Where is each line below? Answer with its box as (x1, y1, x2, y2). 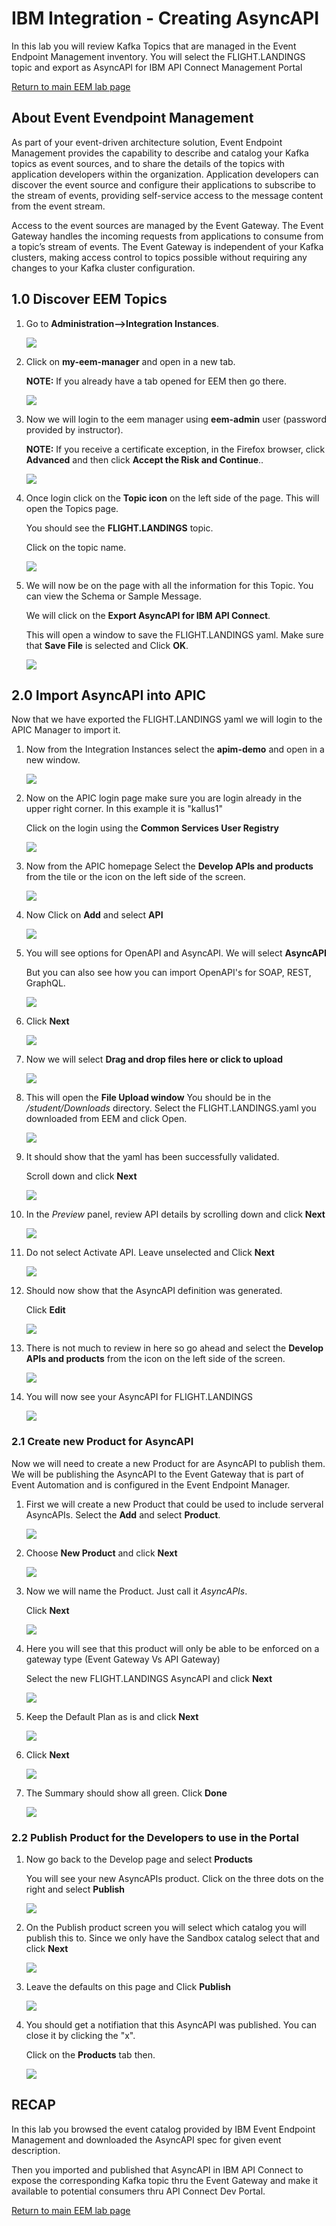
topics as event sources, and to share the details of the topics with (11, 157, 286, 169)
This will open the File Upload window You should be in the (25, 1092, 272, 1104)
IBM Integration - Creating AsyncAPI (11, 7, 320, 30)
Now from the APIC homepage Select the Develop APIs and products (25, 860, 314, 872)
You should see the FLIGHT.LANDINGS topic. (25, 522, 214, 534)
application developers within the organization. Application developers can (11, 168, 319, 180)
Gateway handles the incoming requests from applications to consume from (11, 230, 324, 242)
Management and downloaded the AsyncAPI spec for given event (11, 2133, 282, 2146)
